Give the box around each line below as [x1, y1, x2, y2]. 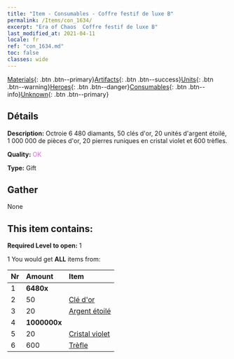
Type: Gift [7, 163, 36, 172]
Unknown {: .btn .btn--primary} [20, 90, 109, 98]
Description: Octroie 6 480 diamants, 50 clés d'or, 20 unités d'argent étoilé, [7, 129, 227, 137]
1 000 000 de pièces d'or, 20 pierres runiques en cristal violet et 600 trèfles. [7, 136, 228, 144]
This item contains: [7, 222, 93, 235]
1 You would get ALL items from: [7, 255, 101, 264]
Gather [7, 184, 39, 196]
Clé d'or [69, 295, 95, 305]
